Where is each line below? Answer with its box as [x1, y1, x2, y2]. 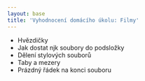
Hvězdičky [17, 36, 48, 44]
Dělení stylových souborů [17, 50, 92, 59]
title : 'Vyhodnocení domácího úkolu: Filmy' [7, 17, 139, 24]
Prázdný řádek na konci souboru [17, 66, 112, 74]
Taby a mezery [17, 58, 61, 66]
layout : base [7, 10, 46, 17]
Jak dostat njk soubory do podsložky [17, 43, 125, 52]
